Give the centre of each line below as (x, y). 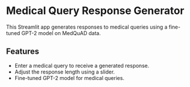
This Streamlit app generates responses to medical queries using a (87, 27)
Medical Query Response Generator (95, 11)
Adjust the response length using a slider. (65, 72)
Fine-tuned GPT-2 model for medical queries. (69, 78)
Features (23, 52)
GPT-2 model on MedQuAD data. (61, 33)
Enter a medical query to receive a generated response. (82, 65)
